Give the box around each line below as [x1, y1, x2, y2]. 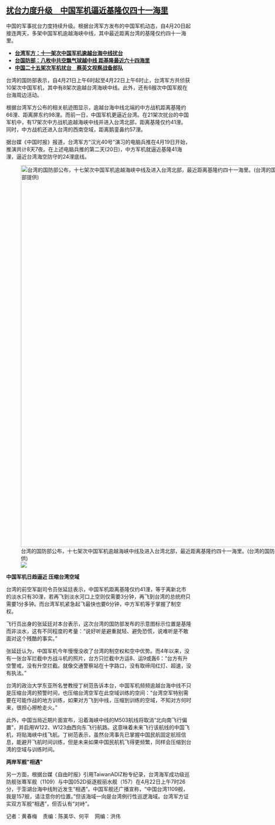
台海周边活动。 [6, 91, 42, 98]
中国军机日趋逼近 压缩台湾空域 [6, 573, 80, 580]
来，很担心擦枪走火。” [6, 704, 58, 711]
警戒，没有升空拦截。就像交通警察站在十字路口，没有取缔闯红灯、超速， [11, 662, 186, 669]
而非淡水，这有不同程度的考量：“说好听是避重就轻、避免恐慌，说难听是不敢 [6, 628, 189, 635]
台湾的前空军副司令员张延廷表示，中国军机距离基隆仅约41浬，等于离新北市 [6, 585, 187, 592]
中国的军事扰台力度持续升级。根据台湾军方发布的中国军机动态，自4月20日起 [6, 22, 191, 29]
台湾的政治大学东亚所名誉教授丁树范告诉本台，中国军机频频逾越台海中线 [6, 682, 181, 689]
